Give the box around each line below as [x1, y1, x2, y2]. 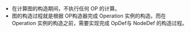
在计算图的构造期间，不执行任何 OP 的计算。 [11, 5, 121, 12]
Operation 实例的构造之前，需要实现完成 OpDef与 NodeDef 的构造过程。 [11, 20, 188, 26]
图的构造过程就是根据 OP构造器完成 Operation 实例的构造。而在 [11, 12, 166, 19]
